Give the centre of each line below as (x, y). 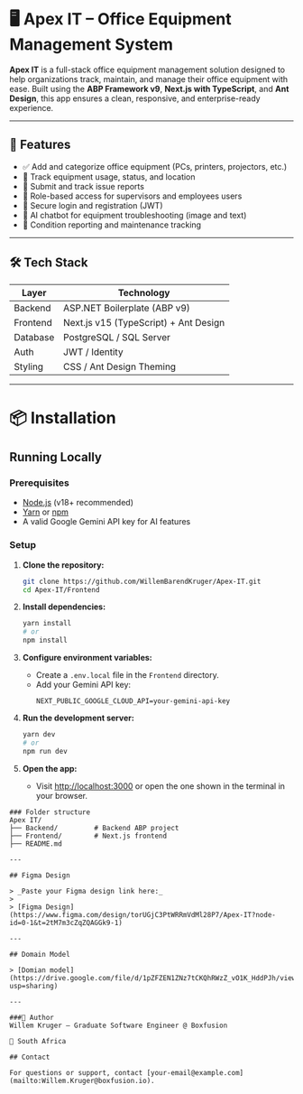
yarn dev (39, 735)
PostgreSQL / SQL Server (117, 337)
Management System (92, 45)
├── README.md (36, 844)
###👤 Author (32, 1017)
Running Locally (55, 457)
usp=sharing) (34, 986)
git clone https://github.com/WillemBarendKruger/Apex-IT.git (142, 581)
